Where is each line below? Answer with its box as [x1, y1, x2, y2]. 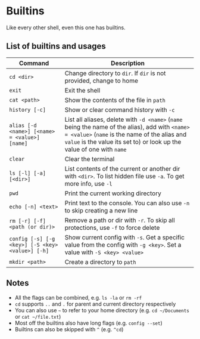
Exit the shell [64, 86, 101, 94]
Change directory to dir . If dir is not [64, 69, 166, 77]
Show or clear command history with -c [64, 106, 175, 114]
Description [111, 58, 145, 67]
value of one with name [64, 145, 127, 153]
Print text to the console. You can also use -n [64, 199, 190, 207]
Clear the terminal [64, 155, 115, 163]
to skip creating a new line [64, 206, 138, 214]
